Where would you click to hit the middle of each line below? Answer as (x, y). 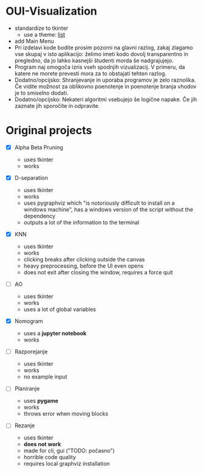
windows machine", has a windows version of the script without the (108, 209)
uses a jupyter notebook (55, 333)
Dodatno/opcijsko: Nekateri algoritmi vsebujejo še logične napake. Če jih (106, 99)
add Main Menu (34, 41)
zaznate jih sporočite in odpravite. (57, 105)
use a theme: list (44, 34)
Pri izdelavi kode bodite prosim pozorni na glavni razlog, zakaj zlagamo (104, 48)
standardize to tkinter (41, 28)
